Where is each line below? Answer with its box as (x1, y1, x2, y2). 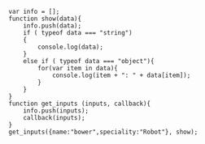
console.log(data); (37, 43, 104, 51)
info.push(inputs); (23, 107, 89, 115)
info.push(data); (23, 22, 82, 30)
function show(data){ (8, 15, 82, 23)
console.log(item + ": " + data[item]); (51, 71, 191, 79)
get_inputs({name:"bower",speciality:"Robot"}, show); (8, 128, 198, 136)
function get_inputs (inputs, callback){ (8, 100, 151, 108)
